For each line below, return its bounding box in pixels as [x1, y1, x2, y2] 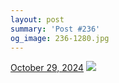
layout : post [10, 14, 65, 25]
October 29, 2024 [10, 62, 85, 74]
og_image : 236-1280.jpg [10, 33, 110, 43]
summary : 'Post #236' [10, 24, 101, 34]
